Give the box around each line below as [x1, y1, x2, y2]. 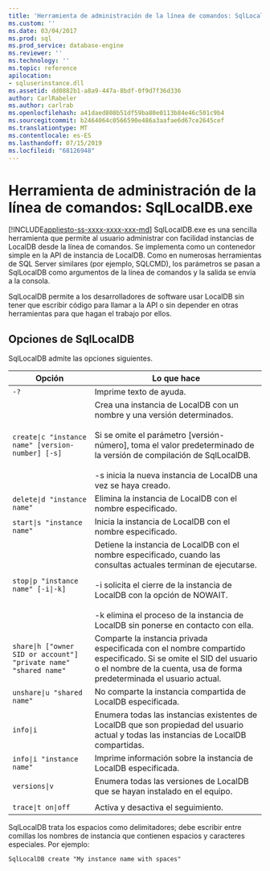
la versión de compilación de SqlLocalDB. [94, 450, 252, 461]
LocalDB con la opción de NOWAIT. [94, 589, 228, 601]
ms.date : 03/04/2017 [8, 27, 78, 35]
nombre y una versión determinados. [94, 410, 234, 421]
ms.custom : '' [8, 19, 56, 27]
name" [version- [12, 440, 75, 450]
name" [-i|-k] [12, 584, 67, 594]
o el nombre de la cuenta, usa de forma [94, 663, 243, 675]
